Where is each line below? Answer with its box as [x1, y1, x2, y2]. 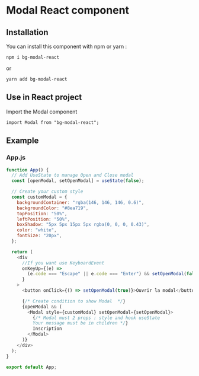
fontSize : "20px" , [17, 232, 62, 239]
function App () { [6, 167, 49, 173]
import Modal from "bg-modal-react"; [6, 119, 99, 125]
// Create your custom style [11, 189, 84, 195]
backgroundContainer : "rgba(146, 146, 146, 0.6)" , [17, 199, 145, 205]
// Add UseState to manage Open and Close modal [11, 173, 134, 179]
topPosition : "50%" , [17, 211, 68, 216]
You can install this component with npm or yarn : [6, 43, 127, 50]
